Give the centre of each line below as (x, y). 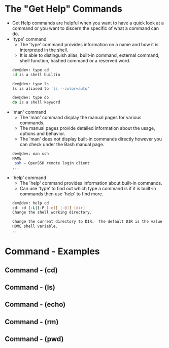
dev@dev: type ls (30, 84)
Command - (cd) (31, 270)
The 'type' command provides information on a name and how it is (89, 44)
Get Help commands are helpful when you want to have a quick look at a (88, 23)
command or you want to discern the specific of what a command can (86, 28)
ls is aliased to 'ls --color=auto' (51, 89)
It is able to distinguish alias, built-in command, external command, (90, 55)
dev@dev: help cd (30, 203)
